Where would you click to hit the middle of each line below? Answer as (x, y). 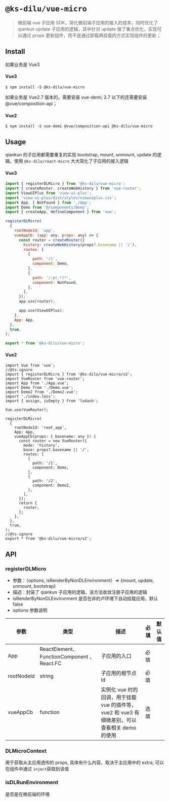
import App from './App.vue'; (37, 383)
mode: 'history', (41, 446)
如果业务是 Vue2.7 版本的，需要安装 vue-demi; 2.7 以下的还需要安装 (76, 97)
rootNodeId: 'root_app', (40, 428)
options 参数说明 (30, 610)
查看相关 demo (119, 728)
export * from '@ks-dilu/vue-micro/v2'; (49, 539)
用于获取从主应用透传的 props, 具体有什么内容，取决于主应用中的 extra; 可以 (85, 762)
